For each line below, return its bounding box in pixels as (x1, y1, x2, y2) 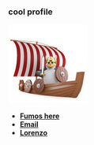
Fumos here (19, 111, 60, 121)
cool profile (8, 6, 53, 17)
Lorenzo (19, 128, 48, 138)
